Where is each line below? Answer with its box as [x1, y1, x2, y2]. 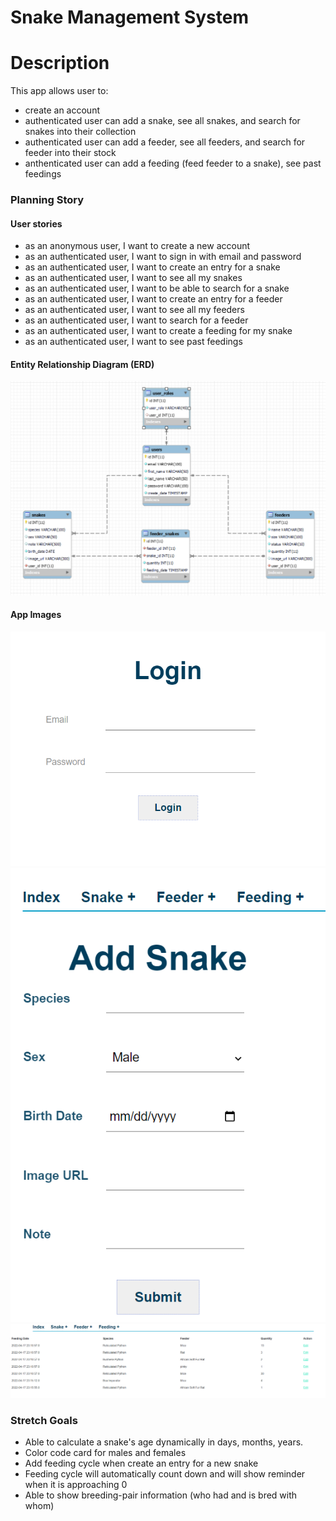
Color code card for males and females [24, 1447, 187, 1459]
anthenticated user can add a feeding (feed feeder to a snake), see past [24, 157, 322, 170]
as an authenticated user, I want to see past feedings [24, 336, 243, 348]
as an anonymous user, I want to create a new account [24, 240, 251, 252]
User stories [10, 217, 63, 230]
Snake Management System [10, 6, 249, 29]
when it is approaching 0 [24, 1479, 128, 1491]
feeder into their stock [24, 147, 117, 159]
